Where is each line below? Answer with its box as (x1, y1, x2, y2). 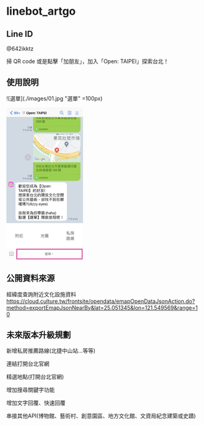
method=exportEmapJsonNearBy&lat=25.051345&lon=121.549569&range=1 (6, 304, 198, 311)
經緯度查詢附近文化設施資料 (6, 290, 77, 298)
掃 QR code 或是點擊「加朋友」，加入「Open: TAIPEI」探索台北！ (6, 58, 169, 65)
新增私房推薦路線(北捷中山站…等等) (6, 347, 96, 354)
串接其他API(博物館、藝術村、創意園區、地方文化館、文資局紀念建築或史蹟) (6, 412, 196, 419)
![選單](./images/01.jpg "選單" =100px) (6, 94, 103, 102)
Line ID (6, 29, 34, 39)
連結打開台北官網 (6, 360, 50, 367)
